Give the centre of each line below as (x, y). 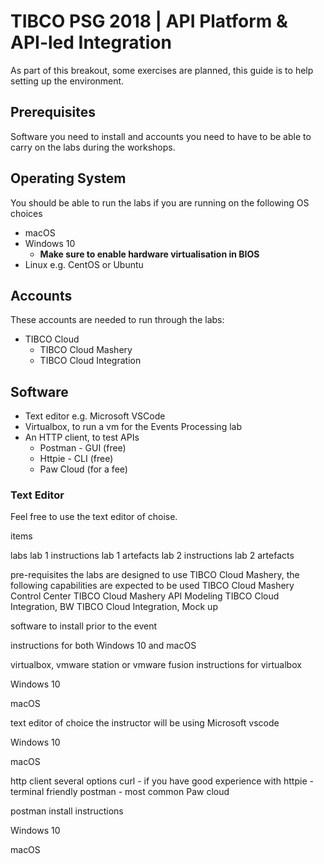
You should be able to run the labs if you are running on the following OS (160, 202)
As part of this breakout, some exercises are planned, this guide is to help (162, 70)
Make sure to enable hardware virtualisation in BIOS (149, 254)
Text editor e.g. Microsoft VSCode (95, 416)
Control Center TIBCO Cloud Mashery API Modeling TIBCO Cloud (145, 596)
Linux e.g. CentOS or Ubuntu (84, 264)
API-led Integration (91, 42)
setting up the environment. (67, 81)
